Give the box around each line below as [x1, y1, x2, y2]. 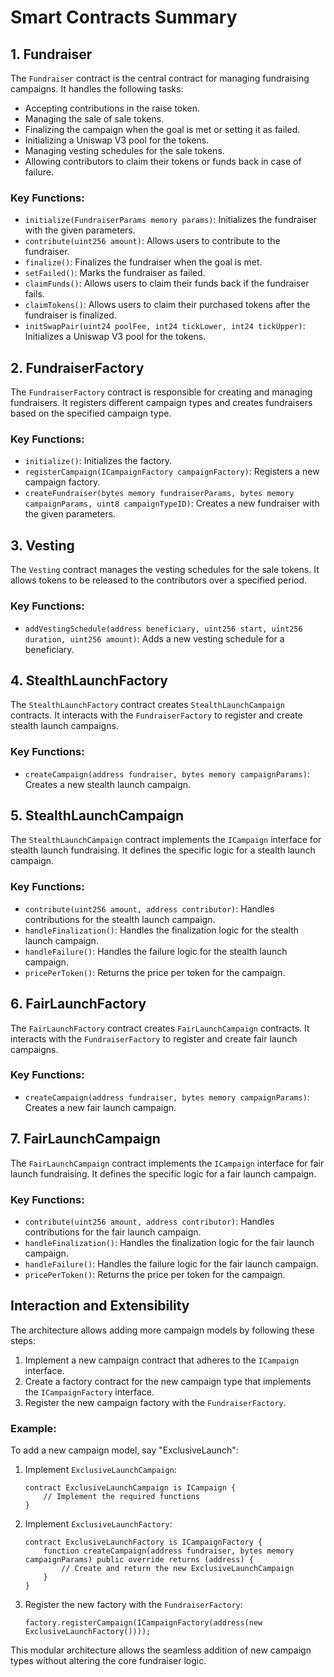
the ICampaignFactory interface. [24, 1386, 155, 1398]
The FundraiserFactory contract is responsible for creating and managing [10, 386, 313, 398]
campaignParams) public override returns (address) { [24, 1555, 254, 1565]
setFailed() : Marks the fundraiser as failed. [24, 267, 206, 279]
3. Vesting [10, 537, 75, 554]
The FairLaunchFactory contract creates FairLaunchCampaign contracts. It [10, 1022, 310, 1034]
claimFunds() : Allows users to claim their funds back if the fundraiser [24, 277, 310, 290]
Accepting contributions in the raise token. [24, 102, 201, 114]
